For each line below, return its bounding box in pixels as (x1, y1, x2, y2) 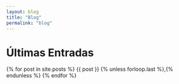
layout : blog (6, 8, 39, 15)
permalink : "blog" (6, 20, 52, 26)
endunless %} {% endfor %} (6, 72, 77, 79)
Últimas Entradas (6, 46, 95, 59)
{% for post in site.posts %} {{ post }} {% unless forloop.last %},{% (6, 65, 174, 73)
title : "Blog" (6, 14, 42, 20)
